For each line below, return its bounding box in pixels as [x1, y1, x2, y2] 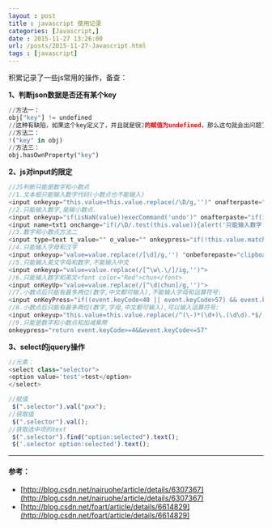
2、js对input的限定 [8, 167, 73, 177]
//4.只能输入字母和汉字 [8, 244, 78, 252]
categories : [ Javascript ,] [8, 27, 100, 35]
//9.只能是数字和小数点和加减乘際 [8, 318, 108, 326]
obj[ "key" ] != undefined [8, 113, 92, 121]
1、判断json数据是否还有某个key [8, 90, 117, 100]
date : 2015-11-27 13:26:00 [8, 34, 104, 43]
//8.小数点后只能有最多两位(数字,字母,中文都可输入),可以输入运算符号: [8, 304, 220, 312]
